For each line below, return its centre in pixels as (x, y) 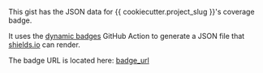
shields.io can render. (45, 45)
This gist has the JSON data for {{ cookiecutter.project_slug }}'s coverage (131, 12)
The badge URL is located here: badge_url (79, 60)
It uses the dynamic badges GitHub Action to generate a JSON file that (127, 36)
